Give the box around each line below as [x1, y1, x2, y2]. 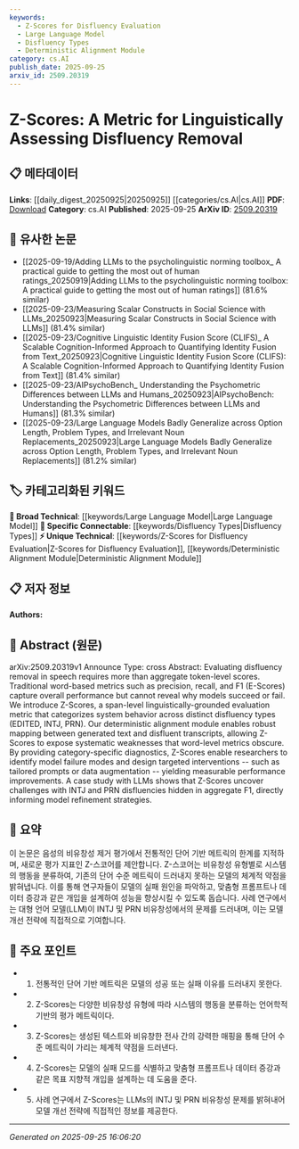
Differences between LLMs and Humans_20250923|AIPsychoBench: [21, 389, 274, 400]
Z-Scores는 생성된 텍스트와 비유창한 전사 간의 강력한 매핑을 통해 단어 [35, 1030, 276, 1041]
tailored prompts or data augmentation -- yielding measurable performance [9, 766, 287, 776]
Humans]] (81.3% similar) [21, 408, 116, 418]
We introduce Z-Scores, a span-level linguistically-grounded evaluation [9, 699, 271, 710]
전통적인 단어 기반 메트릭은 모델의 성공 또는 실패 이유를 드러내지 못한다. [35, 978, 283, 988]
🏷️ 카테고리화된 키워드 [9, 483, 125, 498]
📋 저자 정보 [9, 581, 71, 596]
